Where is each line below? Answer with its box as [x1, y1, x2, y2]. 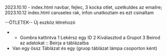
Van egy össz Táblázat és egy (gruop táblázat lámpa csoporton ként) [12, 45, 158, 51]
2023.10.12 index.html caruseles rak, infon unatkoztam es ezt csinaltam [5, 10, 154, 16]
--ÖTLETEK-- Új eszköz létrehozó [5, 20, 76, 25]
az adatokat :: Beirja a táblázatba [19, 40, 89, 46]
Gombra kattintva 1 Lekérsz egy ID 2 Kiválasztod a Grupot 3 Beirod [19, 35, 160, 40]
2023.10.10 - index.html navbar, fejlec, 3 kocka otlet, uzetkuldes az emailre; [5, 5, 162, 10]
